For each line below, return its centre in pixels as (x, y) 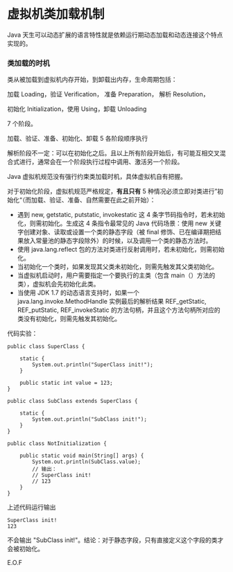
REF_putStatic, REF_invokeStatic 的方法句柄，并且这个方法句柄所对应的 (119, 310)
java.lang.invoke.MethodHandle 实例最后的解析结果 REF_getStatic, (112, 302)
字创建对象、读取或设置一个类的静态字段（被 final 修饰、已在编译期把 (116, 232)
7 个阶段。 (22, 124)
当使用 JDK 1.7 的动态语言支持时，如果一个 (78, 293)
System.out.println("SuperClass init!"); (93, 365)
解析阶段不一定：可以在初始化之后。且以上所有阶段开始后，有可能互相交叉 (113, 153)
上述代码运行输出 (32, 508)
